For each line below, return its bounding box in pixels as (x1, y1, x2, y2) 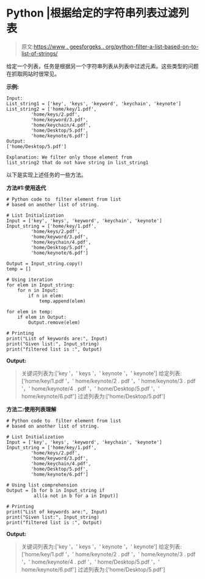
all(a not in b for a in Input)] (33, 493, 119, 499)
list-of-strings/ (21, 50, 58, 57)
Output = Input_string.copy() (6, 260, 84, 267)
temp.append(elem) (38, 298, 86, 304)
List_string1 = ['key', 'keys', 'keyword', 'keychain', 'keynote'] (6, 100, 182, 106)
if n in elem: (28, 293, 64, 299)
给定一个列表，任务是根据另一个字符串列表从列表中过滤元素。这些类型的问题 (6, 62, 199, 70)
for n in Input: (17, 287, 59, 293)
